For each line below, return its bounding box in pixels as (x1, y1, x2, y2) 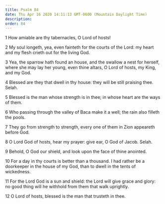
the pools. (5, 115, 26, 121)
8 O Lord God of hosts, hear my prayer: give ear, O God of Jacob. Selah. (5, 139, 153, 145)
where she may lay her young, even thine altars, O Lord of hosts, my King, (5, 65, 156, 70)
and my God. (5, 70, 31, 76)
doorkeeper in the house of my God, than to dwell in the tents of (5, 163, 136, 169)
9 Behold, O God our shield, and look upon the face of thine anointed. (5, 148, 147, 154)
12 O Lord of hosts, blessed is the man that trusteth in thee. (5, 193, 126, 199)
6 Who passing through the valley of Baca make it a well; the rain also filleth (5, 109, 160, 115)
